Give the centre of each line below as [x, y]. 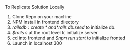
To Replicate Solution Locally [35, 7]
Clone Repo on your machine [42, 17]
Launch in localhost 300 [37, 43]
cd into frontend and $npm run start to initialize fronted [69, 38]
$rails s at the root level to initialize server [55, 32]
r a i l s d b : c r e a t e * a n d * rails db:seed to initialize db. [64, 27]
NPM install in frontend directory [46, 22]
